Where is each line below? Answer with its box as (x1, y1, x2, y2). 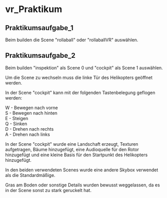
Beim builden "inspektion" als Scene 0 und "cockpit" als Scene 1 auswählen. (5, 64, 163, 71)
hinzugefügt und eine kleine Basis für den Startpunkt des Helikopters (5, 152, 148, 158)
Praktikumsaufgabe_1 (5, 24, 74, 32)
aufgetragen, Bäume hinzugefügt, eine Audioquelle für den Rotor (5, 146, 139, 152)
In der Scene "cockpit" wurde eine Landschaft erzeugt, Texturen (5, 141, 139, 147)
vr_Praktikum (5, 4, 63, 15)
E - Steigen (5, 115, 29, 121)
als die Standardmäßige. (5, 172, 56, 178)
